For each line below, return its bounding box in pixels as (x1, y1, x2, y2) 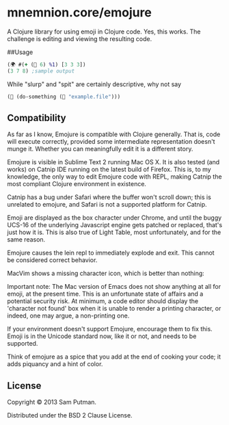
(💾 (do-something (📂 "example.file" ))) (7, 93, 121, 100)
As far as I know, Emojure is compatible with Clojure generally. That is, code (7, 130, 221, 138)
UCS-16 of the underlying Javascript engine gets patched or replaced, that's (7, 221, 223, 229)
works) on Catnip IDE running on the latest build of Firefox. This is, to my (7, 166, 211, 174)
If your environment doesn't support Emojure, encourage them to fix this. (7, 325, 213, 333)
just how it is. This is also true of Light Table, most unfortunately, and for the (7, 228, 221, 237)
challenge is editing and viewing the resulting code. (7, 34, 152, 42)
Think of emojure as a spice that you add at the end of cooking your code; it (7, 352, 221, 361)
